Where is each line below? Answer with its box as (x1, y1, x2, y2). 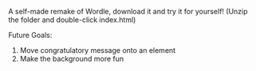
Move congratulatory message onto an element (19, 46, 176, 54)
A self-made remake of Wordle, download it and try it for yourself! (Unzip (8, 7, 249, 16)
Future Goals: (8, 31, 53, 39)
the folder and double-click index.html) (8, 15, 136, 24)
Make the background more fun (19, 54, 124, 63)
